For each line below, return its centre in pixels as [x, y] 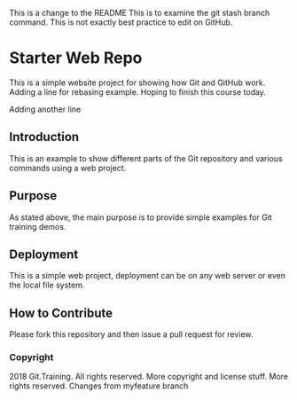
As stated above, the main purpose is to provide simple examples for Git [141, 217]
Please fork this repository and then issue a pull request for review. [131, 334]
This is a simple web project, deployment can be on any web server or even [148, 276]
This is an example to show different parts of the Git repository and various [146, 158]
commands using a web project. [68, 168]
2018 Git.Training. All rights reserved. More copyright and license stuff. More [148, 377]
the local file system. [47, 285]
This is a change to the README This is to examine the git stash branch [140, 13]
